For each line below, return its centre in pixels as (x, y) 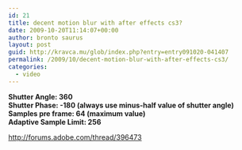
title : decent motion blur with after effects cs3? (95, 23)
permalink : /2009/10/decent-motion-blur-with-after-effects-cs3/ (118, 60)
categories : (28, 67)
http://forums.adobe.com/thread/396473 (75, 137)
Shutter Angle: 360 (40, 96)
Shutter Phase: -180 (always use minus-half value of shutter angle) (121, 105)
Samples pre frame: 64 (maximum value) (77, 113)
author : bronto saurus (46, 37)
